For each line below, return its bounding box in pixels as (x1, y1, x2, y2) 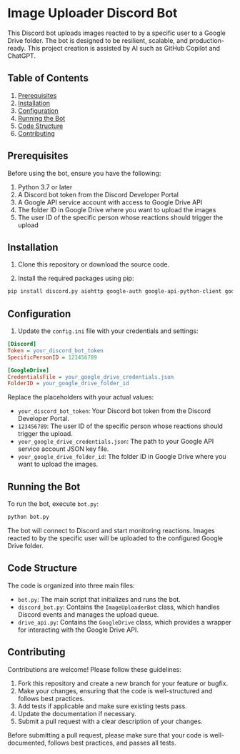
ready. (7, 44, 26, 52)
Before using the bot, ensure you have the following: (7, 169, 161, 177)
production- (189, 36, 225, 44)
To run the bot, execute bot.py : (7, 500, 99, 508)
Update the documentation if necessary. (17, 709, 137, 718)
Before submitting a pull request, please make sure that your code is (7, 730, 209, 739)
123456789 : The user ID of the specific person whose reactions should (17, 422, 224, 430)
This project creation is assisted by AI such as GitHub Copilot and (27, 44, 220, 52)
